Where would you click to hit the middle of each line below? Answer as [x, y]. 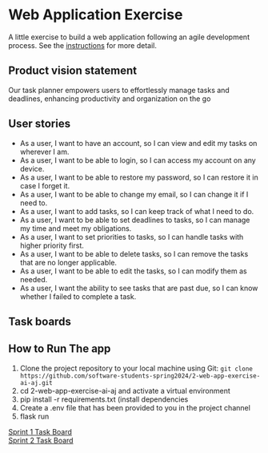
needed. [34, 279]
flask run [34, 416]
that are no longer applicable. [68, 262]
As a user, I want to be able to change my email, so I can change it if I [134, 194]
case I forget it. [45, 185]
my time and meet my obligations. [76, 228]
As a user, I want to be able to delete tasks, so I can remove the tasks [134, 253]
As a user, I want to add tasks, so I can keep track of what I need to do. [137, 211]
